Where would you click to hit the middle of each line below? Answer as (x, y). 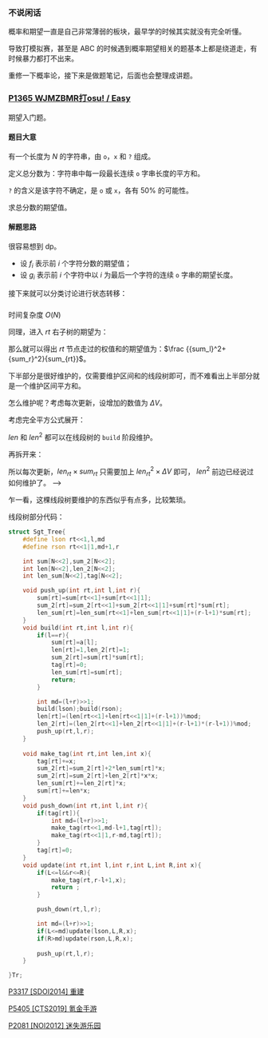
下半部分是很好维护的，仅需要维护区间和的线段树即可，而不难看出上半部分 (130, 375)
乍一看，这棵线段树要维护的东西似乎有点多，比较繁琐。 (99, 500)
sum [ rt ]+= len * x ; (64, 791)
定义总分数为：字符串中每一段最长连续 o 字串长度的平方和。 (106, 173)
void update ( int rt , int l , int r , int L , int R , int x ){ (112, 865)
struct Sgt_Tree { (37, 532)
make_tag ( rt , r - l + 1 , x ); (89, 880)
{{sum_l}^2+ (206, 349)
